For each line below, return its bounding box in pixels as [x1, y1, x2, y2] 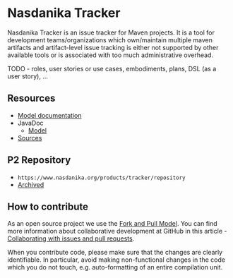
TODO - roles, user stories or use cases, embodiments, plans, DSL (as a [7, 64, 217, 73]
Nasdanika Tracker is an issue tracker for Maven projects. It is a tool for [7, 28, 215, 37]
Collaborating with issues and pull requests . [7, 234, 135, 243]
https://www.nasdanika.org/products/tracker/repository [17, 174, 186, 181]
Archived [17, 180, 44, 188]
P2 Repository [7, 154, 71, 167]
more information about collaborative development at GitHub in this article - [7, 227, 227, 236]
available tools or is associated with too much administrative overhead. [7, 51, 214, 59]
